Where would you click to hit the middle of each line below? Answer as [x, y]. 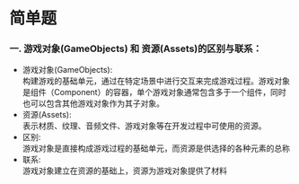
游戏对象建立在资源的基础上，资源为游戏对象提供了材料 [124, 171]
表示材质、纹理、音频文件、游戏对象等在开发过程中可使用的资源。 [144, 126]
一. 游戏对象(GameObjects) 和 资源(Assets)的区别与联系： [136, 48]
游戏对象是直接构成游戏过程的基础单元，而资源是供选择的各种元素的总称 [156, 148]
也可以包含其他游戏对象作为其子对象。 [93, 103]
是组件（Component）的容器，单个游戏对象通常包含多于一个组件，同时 [154, 92]
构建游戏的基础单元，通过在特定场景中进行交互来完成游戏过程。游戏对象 [156, 81]
